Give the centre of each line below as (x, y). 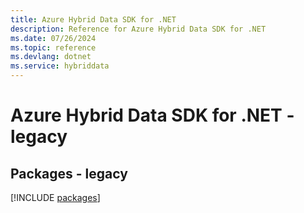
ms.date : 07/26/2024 (53, 38)
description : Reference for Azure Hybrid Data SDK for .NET (138, 29)
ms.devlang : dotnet (51, 57)
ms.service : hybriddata (60, 66)
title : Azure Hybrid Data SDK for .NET (93, 19)
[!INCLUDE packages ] (55, 197)
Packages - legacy (69, 173)
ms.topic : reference (53, 47)
